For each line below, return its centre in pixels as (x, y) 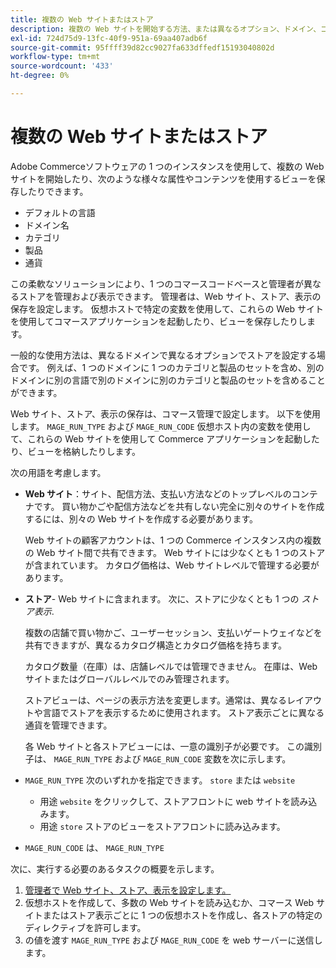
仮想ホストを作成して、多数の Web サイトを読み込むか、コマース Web (169, 902)
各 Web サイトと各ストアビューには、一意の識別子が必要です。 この (164, 746)
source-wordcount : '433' (62, 66)
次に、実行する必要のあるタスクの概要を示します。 (115, 868)
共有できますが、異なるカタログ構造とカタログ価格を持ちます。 (156, 645)
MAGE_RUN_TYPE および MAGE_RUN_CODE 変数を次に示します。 (172, 758)
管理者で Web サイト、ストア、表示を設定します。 (128, 890)
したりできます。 (53, 191)
